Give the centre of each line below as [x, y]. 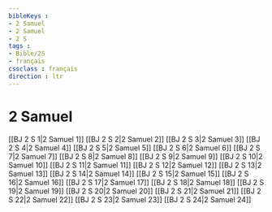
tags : [19, 46]
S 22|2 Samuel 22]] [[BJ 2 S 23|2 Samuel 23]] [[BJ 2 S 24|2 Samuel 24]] [130, 199]
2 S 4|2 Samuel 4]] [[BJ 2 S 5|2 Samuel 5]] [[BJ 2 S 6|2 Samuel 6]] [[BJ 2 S [135, 148]
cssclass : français [43, 69]
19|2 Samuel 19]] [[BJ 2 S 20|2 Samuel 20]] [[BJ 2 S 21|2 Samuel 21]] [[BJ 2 [135, 191]
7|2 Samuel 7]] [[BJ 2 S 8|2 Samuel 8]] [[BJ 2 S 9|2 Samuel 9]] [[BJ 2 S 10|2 [136, 156]
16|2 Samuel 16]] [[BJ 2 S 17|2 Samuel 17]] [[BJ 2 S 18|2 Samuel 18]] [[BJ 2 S [136, 182]
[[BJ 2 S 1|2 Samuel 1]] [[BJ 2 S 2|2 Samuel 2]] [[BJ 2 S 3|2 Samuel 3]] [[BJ [134, 139]
